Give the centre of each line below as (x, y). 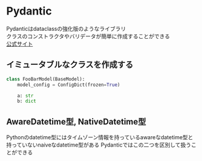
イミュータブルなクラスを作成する (70, 65)
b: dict (27, 101)
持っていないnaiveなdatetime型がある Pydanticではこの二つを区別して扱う (99, 145)
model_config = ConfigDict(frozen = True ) (69, 85)
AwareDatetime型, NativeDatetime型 (76, 121)
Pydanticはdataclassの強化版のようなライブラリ (66, 28)
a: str (25, 96)
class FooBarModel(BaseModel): (46, 79)
